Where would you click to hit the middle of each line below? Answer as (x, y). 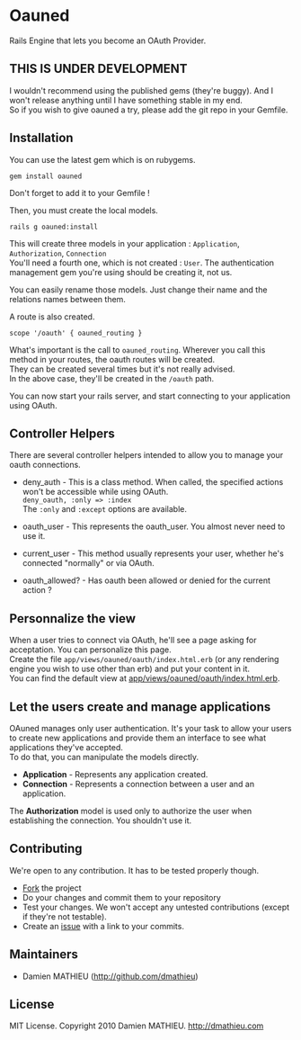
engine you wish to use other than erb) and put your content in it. (129, 669)
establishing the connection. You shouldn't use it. (101, 820)
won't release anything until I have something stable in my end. (126, 100)
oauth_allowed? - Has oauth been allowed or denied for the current (146, 580)
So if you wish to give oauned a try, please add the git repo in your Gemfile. (149, 110)
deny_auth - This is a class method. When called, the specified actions (153, 482)
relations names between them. (67, 299)
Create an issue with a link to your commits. (103, 926)
